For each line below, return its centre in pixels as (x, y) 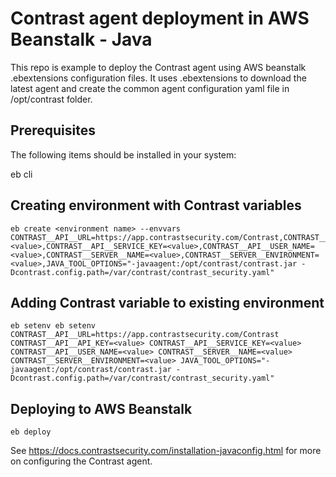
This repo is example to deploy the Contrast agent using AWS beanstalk (158, 67)
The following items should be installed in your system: (123, 154)
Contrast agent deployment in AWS (160, 18)
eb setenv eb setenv (53, 326)
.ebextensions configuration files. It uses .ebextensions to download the (158, 78)
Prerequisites (53, 130)
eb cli (21, 174)
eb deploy (31, 432)
